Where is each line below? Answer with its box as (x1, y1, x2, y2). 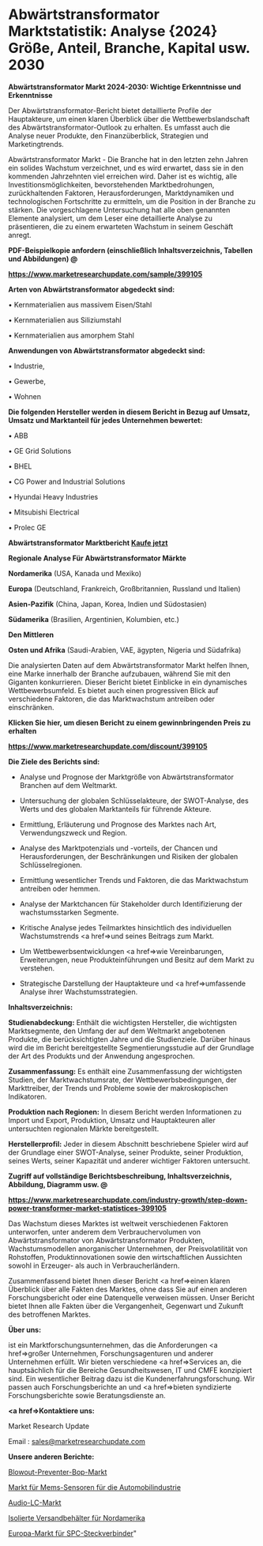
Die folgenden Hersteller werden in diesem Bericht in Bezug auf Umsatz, (8, 407, 250, 417)
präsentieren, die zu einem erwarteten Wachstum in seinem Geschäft (8, 221, 234, 231)
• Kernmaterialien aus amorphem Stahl (8, 330, 134, 340)
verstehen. (19, 963, 55, 973)
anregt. (8, 230, 32, 239)
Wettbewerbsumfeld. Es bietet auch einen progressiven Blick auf (8, 685, 219, 695)
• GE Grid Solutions (8, 446, 72, 455)
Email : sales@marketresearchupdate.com (8, 1436, 146, 1446)
